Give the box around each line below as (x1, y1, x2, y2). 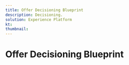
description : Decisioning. (5, 12, 63, 17)
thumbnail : (5, 27, 29, 32)
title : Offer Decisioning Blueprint (5, 7, 83, 13)
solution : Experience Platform (5, 17, 72, 22)
